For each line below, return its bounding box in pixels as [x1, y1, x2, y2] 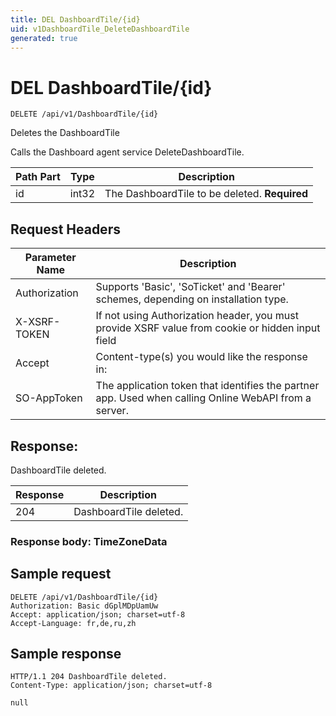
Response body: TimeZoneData [10, 534, 168, 548]
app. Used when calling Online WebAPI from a [95, 391, 312, 405]
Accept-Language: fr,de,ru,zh [10, 618, 137, 628]
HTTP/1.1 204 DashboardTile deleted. [10, 672, 168, 682]
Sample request [10, 566, 112, 583]
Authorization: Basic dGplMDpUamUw [10, 601, 159, 611]
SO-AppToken [15, 391, 83, 405]
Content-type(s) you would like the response [95, 350, 308, 364]
